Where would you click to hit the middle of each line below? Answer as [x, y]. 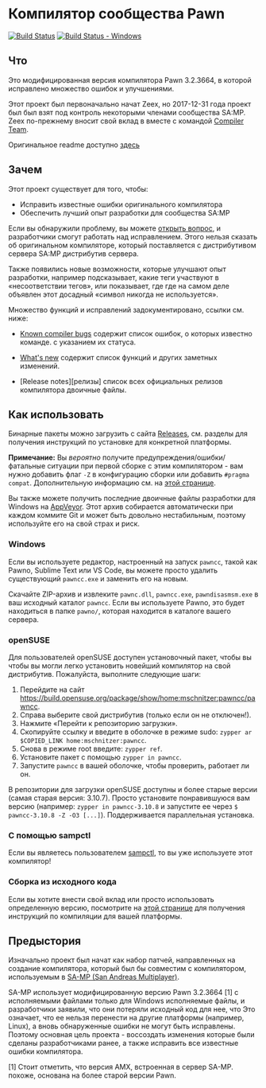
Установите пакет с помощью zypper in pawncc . [100, 757]
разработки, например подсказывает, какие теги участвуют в [114, 277]
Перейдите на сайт [52, 690]
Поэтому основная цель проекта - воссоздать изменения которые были [131, 1035]
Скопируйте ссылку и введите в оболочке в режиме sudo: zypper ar [136, 732]
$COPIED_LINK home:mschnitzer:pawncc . [83, 740]
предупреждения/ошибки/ [181, 457]
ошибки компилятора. [46, 1051]
